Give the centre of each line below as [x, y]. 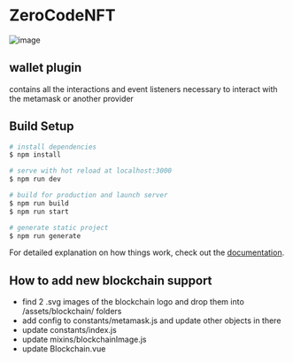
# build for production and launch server [89, 196]
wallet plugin [46, 68]
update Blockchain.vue [64, 349]
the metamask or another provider [72, 98]
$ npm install [35, 155]
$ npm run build [39, 203]
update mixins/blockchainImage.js [84, 340]
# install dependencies [53, 147]
